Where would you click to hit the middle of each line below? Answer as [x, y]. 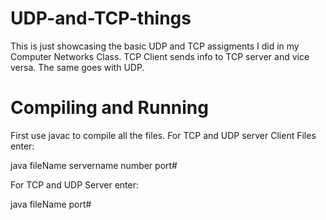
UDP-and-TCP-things [101, 18]
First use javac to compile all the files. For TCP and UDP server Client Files [163, 135]
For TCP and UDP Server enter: [75, 184]
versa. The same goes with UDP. [77, 67]
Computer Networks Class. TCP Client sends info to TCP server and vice [160, 56]
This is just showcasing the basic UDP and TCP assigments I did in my [155, 46]
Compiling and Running [109, 108]
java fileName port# [51, 204]
